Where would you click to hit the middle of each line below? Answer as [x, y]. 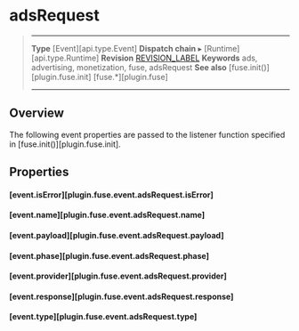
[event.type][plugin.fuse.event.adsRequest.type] [103, 317]
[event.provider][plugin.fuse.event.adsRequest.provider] [118, 276]
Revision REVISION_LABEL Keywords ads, [179, 58]
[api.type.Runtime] [65, 58]
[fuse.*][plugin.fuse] [131, 77]
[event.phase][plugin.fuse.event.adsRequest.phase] [109, 255]
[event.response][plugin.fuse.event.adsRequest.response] [121, 296]
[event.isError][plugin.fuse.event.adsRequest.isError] [111, 194]
